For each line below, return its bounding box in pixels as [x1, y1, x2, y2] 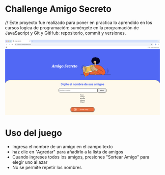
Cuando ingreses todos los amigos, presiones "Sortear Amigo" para [12, 154, 150, 160]
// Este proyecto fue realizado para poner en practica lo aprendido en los [5, 20, 152, 25]
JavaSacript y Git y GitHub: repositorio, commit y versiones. [5, 30, 126, 36]
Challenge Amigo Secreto [5, 3, 112, 15]
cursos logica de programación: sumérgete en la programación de [5, 24, 139, 30]
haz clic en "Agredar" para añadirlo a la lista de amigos [12, 149, 124, 154]
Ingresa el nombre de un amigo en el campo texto [12, 143, 113, 150]
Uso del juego [5, 128, 62, 139]
